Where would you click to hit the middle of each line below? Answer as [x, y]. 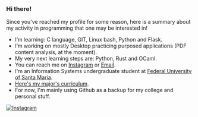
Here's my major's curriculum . [52, 84]
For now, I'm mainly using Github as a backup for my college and [94, 90]
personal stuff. [32, 96]
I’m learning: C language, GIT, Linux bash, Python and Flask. [88, 40]
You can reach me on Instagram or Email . [65, 65]
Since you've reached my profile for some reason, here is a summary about [98, 22]
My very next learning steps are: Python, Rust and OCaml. [86, 59]
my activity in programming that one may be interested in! [77, 28]
